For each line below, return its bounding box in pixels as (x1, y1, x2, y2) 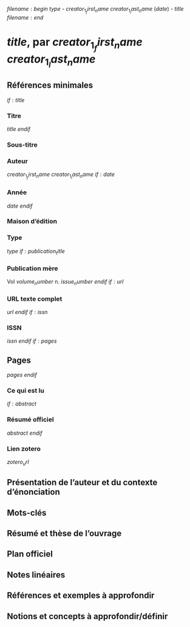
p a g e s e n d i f (7, 371, 37, 379)
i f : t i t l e (7, 96, 25, 103)
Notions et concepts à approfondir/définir (7, 611, 168, 622)
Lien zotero (7, 444, 41, 453)
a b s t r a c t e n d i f (7, 429, 42, 436)
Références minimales (7, 80, 93, 91)
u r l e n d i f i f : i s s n (7, 308, 48, 315)
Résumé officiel (7, 415, 54, 424)
